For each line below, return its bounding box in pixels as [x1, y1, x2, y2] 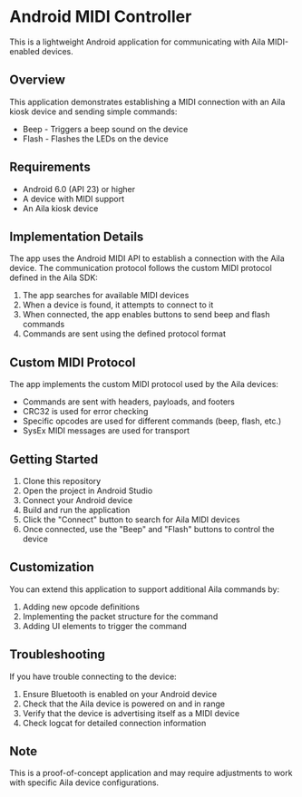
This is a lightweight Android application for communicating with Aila [9, 36, 266, 47]
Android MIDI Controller [9, 6, 192, 27]
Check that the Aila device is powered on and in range [22, 698, 225, 709]
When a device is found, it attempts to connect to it [22, 299, 214, 310]
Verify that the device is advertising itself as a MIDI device [22, 707, 240, 718]
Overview [9, 73, 66, 88]
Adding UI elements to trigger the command [22, 620, 188, 631]
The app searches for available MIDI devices [22, 290, 190, 301]
